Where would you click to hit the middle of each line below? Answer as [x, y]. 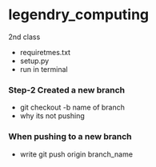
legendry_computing [79, 15]
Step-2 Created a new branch [67, 89]
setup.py [34, 61]
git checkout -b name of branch [72, 107]
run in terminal [44, 69]
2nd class [24, 37]
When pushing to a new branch [70, 137]
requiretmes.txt [45, 52]
